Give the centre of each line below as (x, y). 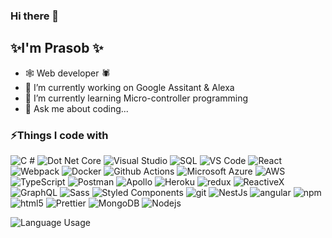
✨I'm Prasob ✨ (57, 48)
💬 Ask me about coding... (76, 108)
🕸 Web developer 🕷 (67, 73)
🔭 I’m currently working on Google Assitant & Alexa (129, 87)
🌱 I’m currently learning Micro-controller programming (136, 98)
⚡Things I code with (59, 135)
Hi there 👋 (35, 16)
